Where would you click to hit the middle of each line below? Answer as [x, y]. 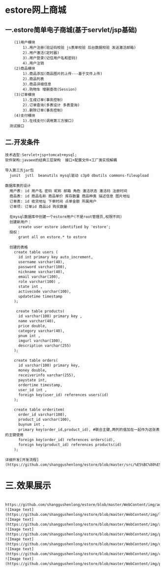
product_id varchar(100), [44, 419]
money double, [33, 370]
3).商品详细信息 [37, 84]
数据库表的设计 [18, 186]
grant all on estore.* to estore [52, 237]
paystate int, [33, 380]
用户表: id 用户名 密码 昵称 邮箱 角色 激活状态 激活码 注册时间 [69, 191]
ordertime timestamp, [40, 385]
